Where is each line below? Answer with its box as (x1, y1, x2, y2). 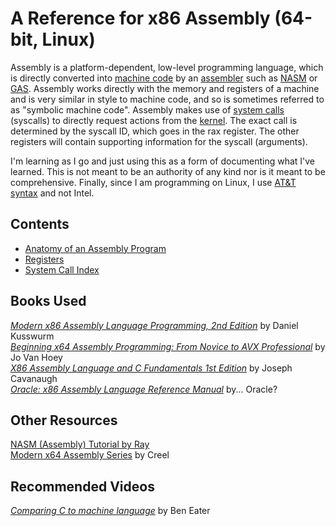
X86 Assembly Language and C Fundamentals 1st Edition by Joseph (10, 362, 293, 374)
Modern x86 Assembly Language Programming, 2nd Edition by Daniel (10, 319, 299, 331)
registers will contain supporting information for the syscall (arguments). (10, 135, 308, 147)
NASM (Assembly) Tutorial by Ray (10, 438, 150, 451)
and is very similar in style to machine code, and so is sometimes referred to (10, 93, 325, 105)
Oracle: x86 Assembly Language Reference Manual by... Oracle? (10, 383, 278, 395)
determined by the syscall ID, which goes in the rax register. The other (10, 125, 300, 137)
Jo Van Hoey (10, 351, 63, 363)
